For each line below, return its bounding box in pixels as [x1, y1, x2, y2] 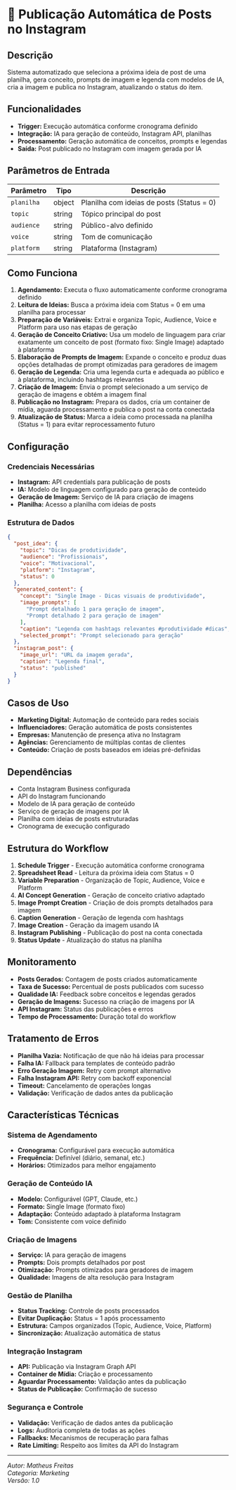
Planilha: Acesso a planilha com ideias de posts [17, 500, 157, 509]
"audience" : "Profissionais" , [20, 554, 109, 561]
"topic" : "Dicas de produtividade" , [20, 547, 128, 554]
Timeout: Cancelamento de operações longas [17, 1081, 152, 1090]
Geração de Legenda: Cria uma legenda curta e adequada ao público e [17, 368, 225, 376]
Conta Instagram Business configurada [17, 784, 131, 794]
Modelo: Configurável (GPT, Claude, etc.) [17, 1195, 138, 1203]
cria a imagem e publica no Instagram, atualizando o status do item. [7, 83, 204, 91]
